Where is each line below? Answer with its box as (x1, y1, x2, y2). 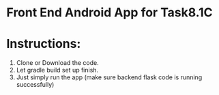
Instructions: (6, 36, 81, 52)
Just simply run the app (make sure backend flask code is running (16, 73, 203, 81)
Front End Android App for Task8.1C (6, 5, 213, 21)
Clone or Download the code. (16, 59, 100, 67)
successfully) (16, 81, 55, 89)
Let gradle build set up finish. (16, 66, 99, 74)
